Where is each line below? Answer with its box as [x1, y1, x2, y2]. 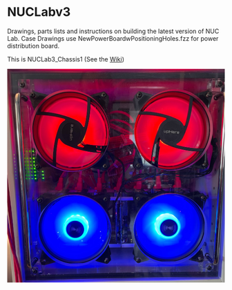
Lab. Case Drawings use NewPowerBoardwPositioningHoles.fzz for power [7, 34, 219, 42]
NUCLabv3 [7, 4, 71, 20]
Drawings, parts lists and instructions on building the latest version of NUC [7, 27, 220, 35]
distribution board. [7, 41, 60, 50]
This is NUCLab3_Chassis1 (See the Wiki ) [7, 55, 125, 63]
